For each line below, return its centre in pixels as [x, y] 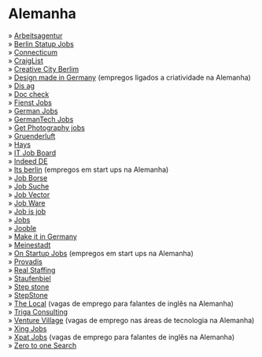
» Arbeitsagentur [35, 35]
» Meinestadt [30, 244]
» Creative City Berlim [44, 69]
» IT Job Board [32, 152]
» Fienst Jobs [30, 102]
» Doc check [29, 94]
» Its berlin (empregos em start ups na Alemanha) [89, 169]
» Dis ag [22, 86]
